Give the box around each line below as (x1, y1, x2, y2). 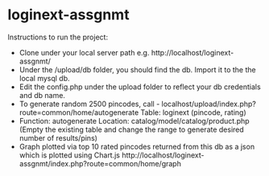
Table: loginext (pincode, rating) (139, 107, 246, 117)
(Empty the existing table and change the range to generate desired (19, 125, 245, 134)
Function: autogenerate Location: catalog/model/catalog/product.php (19, 116, 250, 125)
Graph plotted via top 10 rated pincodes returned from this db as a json (19, 141, 255, 151)
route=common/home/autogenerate (19, 107, 139, 117)
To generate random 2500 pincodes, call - (19, 99, 160, 108)
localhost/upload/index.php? (161, 99, 257, 108)
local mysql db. (19, 73, 70, 83)
